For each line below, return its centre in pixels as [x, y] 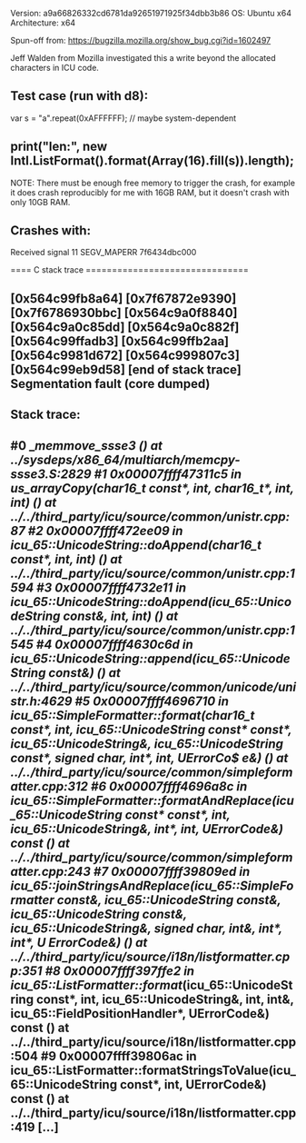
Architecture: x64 [43, 23]
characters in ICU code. [54, 68]
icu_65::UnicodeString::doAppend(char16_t [136, 545]
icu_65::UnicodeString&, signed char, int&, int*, [146, 928]
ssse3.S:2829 [51, 474]
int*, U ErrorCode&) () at [79, 943]
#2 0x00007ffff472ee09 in [105, 531]
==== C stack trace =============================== [129, 270]
